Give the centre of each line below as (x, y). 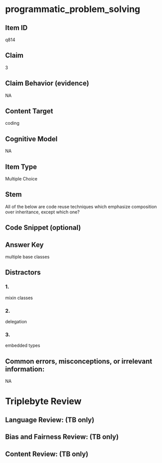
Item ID (16, 28)
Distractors (23, 272)
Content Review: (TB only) (47, 454)
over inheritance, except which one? (42, 212)
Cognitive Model (31, 139)
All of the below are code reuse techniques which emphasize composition (81, 206)
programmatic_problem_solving (73, 9)
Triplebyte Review (43, 401)
